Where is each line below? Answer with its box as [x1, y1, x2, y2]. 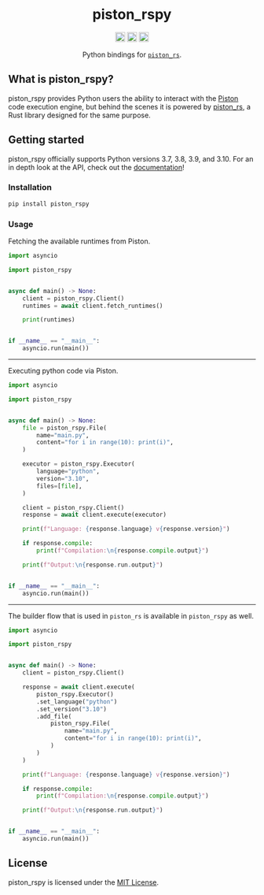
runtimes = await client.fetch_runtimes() [22, 302, 163, 310]
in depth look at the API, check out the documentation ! [8, 162, 185, 172]
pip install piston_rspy [8, 199, 90, 208]
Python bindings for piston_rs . [82, 50, 182, 59]
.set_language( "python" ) [36, 697, 118, 706]
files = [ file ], [36, 482, 82, 490]
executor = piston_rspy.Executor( [22, 460, 135, 468]
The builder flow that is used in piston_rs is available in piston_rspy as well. [8, 611, 254, 620]
